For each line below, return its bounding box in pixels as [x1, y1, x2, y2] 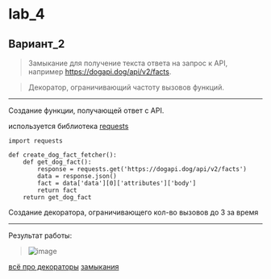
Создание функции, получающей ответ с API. [8, 106, 165, 115]
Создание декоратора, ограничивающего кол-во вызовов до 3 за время [8, 207, 259, 217]
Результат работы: [8, 231, 73, 240]
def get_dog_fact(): [23, 158, 92, 166]
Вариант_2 [8, 37, 65, 51]
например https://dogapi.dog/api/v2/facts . [27, 67, 172, 77]
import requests [8, 137, 63, 145]
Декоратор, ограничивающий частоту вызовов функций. [27, 82, 224, 92]
